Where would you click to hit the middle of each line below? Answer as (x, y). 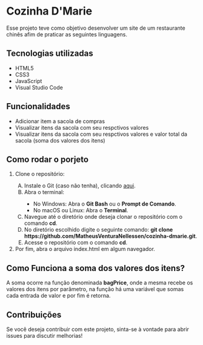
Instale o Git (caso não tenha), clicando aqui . (80, 186)
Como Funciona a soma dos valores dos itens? (95, 268)
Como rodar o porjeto (48, 159)
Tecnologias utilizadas (50, 54)
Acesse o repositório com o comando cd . (76, 243)
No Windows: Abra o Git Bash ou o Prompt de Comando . (105, 204)
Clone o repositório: (40, 174)
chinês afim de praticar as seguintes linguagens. (67, 34)
